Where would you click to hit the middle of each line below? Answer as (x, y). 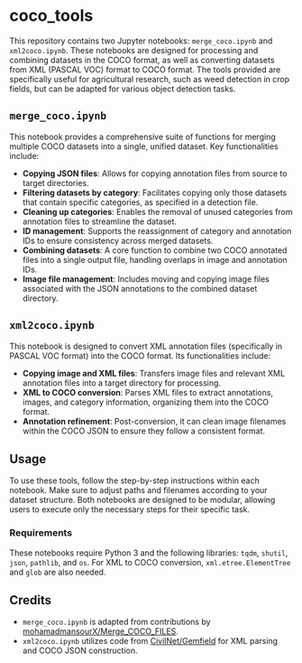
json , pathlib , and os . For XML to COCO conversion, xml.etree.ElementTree (150, 562)
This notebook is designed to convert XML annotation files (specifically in (146, 346)
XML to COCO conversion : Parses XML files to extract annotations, (147, 392)
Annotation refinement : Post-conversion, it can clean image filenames (154, 421)
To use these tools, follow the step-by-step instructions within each (134, 481)
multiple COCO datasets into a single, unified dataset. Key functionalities (144, 146)
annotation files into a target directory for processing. (122, 383)
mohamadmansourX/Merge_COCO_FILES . (100, 631)
